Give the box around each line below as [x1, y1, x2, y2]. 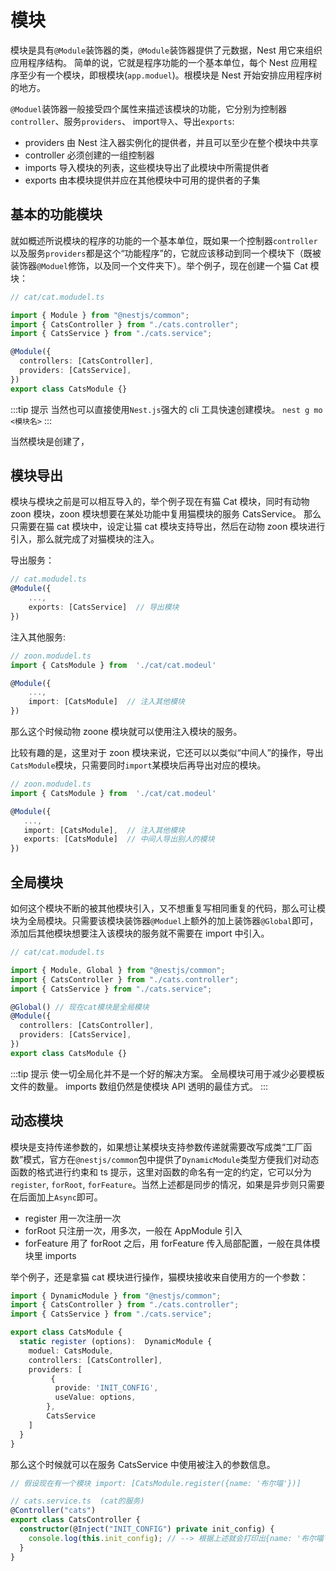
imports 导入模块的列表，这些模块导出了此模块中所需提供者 [24, 161, 270, 173]
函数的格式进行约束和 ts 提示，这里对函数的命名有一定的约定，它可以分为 [10, 1166, 312, 1178]
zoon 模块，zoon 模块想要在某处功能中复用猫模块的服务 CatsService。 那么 [10, 508, 322, 520]
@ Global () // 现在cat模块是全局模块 [10, 1002, 150, 1012]
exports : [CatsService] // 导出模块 [28, 602, 180, 613]
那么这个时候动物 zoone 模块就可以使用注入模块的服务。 [10, 726, 243, 738]
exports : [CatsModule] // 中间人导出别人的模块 [23, 834, 215, 845]
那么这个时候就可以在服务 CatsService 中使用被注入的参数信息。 [10, 1458, 276, 1470]
